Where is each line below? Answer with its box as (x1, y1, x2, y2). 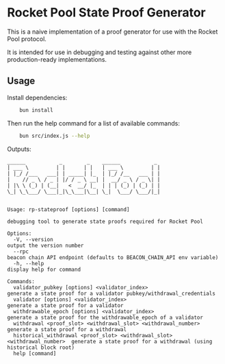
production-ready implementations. (7, 55, 107, 63)
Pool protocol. (7, 34, 47, 43)
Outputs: (7, 145, 32, 153)
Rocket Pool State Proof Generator (7, 5, 207, 21)
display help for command (7, 266, 81, 273)
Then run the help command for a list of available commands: (7, 119, 180, 128)
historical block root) (7, 344, 75, 351)
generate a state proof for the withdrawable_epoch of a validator (7, 314, 204, 321)
